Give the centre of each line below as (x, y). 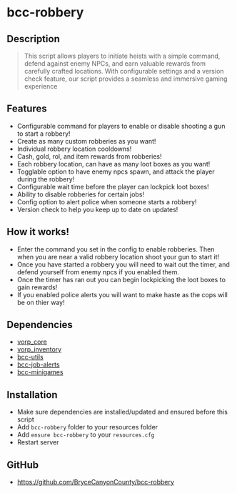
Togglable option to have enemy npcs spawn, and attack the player (116, 171)
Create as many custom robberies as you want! (86, 141)
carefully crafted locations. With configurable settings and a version (124, 71)
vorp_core (32, 342)
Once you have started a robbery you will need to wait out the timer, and (123, 264)
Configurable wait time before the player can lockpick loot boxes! (113, 186)
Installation (32, 395)
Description (33, 39)
